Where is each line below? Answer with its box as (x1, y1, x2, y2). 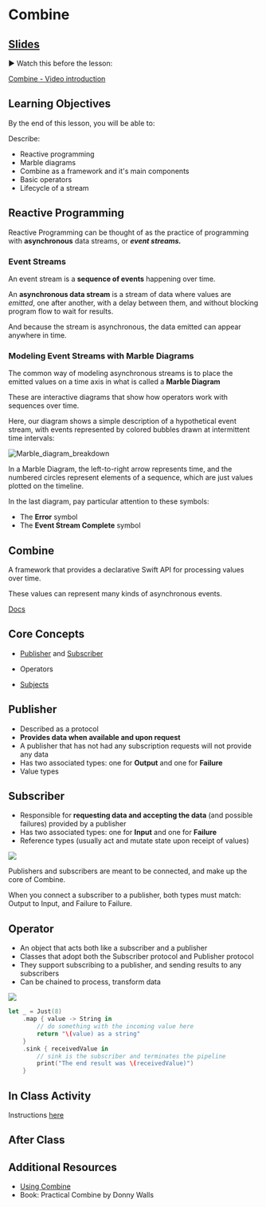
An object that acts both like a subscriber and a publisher (19, 944, 208, 953)
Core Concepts (8, 627, 85, 641)
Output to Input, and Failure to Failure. (8, 899, 133, 908)
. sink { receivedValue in (22, 1044, 109, 1053)
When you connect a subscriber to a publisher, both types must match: (8, 890, 241, 900)
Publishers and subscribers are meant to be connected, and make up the (8, 866, 248, 876)
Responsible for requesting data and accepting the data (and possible (19, 810, 253, 820)
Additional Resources (8, 1160, 117, 1174)
